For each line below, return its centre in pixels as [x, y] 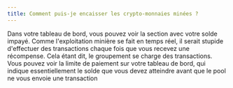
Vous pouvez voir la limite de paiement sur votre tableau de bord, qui [107, 63]
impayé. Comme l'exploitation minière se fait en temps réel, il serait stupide [115, 41]
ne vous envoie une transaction [52, 78]
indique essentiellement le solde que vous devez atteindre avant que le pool [116, 71]
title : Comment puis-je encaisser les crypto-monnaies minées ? [103, 14]
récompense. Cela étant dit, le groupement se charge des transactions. [110, 56]
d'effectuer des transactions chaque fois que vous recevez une [99, 48]
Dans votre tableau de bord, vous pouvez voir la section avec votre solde [113, 34]
